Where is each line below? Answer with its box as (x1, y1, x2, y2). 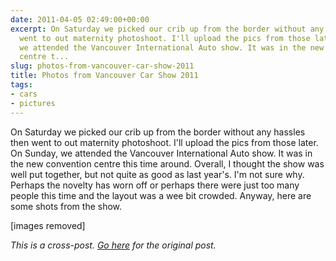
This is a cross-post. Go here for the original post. (10, 239, 217, 251)
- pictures (10, 98, 56, 108)
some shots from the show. (10, 200, 123, 212)
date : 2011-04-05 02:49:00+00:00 (10, 14, 150, 25)
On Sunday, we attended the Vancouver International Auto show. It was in (10, 147, 313, 159)
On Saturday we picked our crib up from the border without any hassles (10, 126, 306, 138)
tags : (10, 80, 33, 90)
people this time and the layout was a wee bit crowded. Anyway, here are (10, 189, 312, 201)
